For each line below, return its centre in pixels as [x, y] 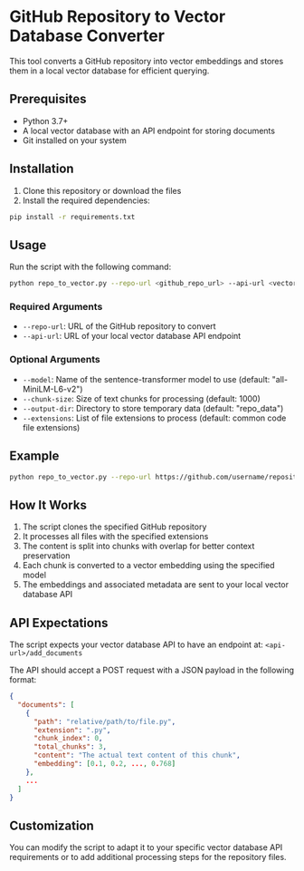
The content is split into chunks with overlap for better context [138, 547]
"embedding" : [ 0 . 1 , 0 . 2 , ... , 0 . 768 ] [104, 764]
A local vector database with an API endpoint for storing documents [149, 131]
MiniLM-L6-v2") [52, 389]
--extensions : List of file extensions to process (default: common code [154, 418]
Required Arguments [56, 307]
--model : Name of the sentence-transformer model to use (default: [146, 379]
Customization [52, 825]
